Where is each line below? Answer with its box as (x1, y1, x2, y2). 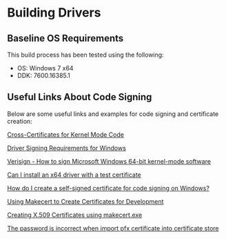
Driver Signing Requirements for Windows (7, 144, 126, 152)
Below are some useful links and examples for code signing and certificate (7, 109, 219, 118)
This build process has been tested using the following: (7, 50, 164, 59)
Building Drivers (7, 5, 101, 21)
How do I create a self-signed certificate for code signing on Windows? (7, 184, 210, 192)
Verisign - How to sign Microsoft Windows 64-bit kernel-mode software (7, 157, 212, 165)
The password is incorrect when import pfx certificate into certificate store (7, 224, 219, 232)
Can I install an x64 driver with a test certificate (7, 171, 141, 179)
